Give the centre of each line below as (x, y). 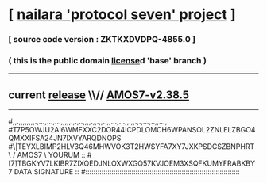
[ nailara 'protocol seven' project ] (122, 15)
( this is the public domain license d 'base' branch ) (107, 61)
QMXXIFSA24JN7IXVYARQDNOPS (65, 138)
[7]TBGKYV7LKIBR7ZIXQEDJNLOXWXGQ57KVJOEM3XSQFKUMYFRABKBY (132, 163)
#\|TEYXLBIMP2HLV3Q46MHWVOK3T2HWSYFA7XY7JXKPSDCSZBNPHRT (132, 147)
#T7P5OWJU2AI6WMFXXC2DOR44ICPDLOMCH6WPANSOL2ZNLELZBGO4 (132, 130)
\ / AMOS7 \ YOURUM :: (47, 155)
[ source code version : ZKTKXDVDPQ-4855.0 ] (102, 40)
